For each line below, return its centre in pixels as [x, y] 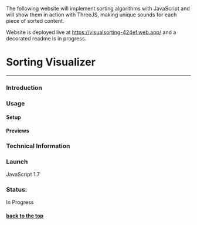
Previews [18, 131]
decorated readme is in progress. [46, 38]
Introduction [24, 87]
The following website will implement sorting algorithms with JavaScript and [98, 8]
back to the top [25, 216]
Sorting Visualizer [51, 62]
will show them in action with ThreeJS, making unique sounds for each [91, 15]
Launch [17, 162]
